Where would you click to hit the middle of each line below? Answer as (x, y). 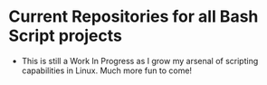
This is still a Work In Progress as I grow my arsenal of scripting (140, 61)
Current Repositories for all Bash (133, 17)
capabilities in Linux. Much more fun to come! (106, 71)
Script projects (66, 36)
